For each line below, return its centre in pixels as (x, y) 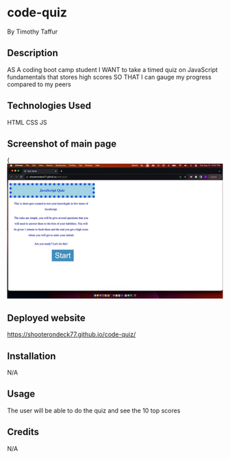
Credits (23, 432)
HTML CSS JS (27, 122)
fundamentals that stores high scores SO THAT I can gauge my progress (110, 77)
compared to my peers (39, 84)
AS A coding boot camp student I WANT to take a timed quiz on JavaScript (112, 69)
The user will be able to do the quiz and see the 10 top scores (94, 410)
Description (33, 53)
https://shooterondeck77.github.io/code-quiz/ (72, 334)
